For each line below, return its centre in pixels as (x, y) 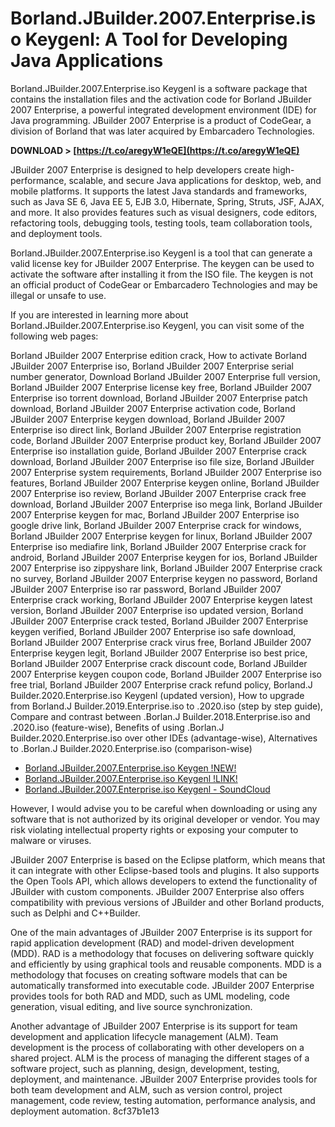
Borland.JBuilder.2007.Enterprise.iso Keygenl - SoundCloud (147, 789)
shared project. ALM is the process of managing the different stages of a (160, 1058)
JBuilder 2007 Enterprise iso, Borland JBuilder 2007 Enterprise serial (152, 366)
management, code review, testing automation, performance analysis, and (163, 1100)
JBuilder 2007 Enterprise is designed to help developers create (140, 169)
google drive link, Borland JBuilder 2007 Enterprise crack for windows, (156, 525)
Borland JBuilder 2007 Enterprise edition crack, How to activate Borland (159, 355)
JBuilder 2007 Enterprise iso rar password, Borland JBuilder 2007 (146, 589)
